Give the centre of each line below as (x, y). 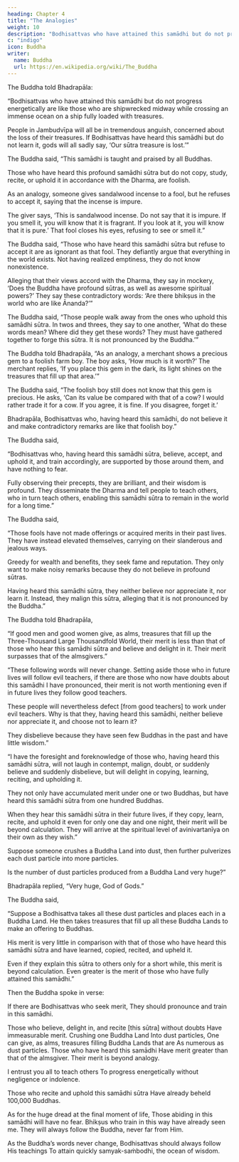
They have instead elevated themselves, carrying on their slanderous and (115, 540)
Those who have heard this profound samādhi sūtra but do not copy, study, (118, 172)
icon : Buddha (27, 47)
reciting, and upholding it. (45, 779)
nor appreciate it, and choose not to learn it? (72, 721)
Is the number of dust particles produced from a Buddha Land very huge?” (117, 872)
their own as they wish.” (43, 837)
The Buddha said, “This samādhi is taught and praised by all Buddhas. (110, 159)
